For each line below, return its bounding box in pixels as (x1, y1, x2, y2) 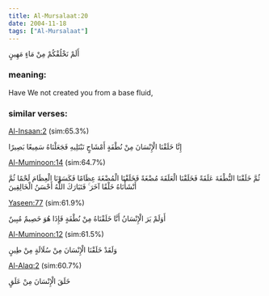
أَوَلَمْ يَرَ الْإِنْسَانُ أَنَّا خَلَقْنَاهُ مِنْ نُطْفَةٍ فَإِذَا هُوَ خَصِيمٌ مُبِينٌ (8, 214, 166, 223)
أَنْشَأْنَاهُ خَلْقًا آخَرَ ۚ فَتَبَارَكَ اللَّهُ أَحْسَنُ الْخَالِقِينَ (8, 181, 137, 191)
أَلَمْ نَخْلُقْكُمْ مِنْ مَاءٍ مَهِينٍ (8, 49, 80, 59)
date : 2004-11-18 (8, 19, 67, 27)
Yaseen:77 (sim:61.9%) (8, 197, 85, 207)
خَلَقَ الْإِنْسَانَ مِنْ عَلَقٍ (8, 276, 71, 285)
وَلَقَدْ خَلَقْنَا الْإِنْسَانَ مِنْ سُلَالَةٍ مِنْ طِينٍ (8, 244, 117, 255)
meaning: (8, 70, 47, 81)
